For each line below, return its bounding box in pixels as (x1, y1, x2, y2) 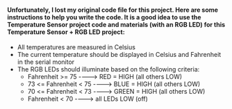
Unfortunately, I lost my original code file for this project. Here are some (7, 6, 219, 14)
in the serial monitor (17, 58, 75, 66)
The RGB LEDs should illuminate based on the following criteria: (17, 65, 200, 74)
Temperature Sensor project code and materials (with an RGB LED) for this (7, 20, 226, 28)
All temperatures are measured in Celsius (17, 43, 135, 51)
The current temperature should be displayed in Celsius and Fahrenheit (17, 51, 222, 59)
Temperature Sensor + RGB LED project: (7, 28, 125, 36)
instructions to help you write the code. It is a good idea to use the (7, 12, 201, 21)
